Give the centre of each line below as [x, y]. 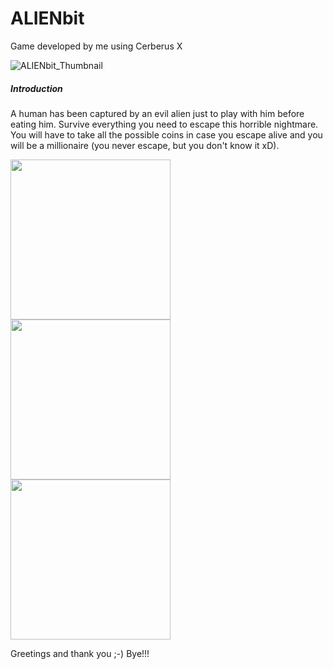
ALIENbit [47, 18]
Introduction [36, 88]
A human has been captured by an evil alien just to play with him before [157, 113]
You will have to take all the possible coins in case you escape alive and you [166, 134]
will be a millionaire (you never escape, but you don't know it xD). [145, 145]
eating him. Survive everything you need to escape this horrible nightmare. [164, 124]
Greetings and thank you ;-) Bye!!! [80, 653]
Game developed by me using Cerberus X [96, 46]
